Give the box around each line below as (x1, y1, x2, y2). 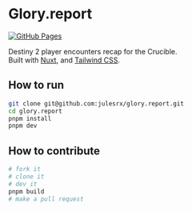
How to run (8, 78, 65, 92)
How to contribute (8, 144, 101, 157)
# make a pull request (8, 195, 84, 203)
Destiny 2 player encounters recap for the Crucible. (8, 46, 178, 56)
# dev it (8, 180, 38, 188)
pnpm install (8, 114, 52, 122)
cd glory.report (8, 107, 62, 115)
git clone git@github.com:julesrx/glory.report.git (8, 99, 184, 108)
